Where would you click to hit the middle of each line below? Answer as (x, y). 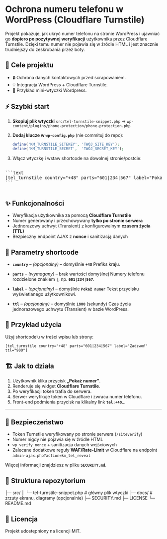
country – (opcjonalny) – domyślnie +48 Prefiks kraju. (66, 264)
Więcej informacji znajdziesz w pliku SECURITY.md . (56, 465)
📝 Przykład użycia (34, 325)
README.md (18, 503)
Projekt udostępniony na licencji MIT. (43, 531)
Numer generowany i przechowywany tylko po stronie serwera (78, 221)
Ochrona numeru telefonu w (64, 9)
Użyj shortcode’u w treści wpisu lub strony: (49, 337)
